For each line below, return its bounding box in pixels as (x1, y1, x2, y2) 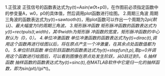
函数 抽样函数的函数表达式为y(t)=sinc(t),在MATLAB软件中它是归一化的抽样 (5, 59, 156, 65)
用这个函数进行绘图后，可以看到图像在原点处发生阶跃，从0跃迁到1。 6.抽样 (5, 53, 157, 59)
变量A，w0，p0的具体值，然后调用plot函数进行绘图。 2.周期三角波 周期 (13, 10, 159, 16)
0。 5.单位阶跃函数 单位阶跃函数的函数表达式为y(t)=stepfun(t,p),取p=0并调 (5, 47, 156, 53)
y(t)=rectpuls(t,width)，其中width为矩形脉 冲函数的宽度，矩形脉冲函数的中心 (5, 29, 160, 34)
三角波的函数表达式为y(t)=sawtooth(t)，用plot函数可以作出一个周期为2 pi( (5, 17, 153, 22)
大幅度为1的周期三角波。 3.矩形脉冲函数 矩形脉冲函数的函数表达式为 (19, 23, 157, 28)
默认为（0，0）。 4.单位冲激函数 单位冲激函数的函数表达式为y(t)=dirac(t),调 (5, 35, 157, 41)
